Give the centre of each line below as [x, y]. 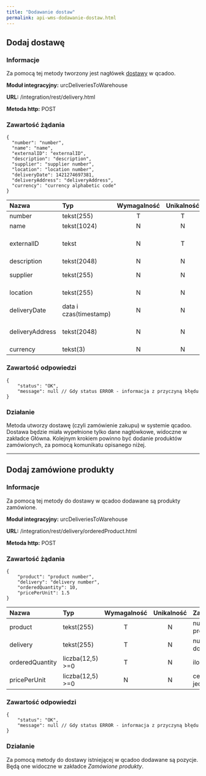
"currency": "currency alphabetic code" [64, 186]
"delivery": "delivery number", [59, 582]
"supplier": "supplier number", [53, 164]
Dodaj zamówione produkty [60, 470]
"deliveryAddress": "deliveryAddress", [63, 181]
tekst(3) [74, 349]
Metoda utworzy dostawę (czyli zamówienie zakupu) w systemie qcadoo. [99, 425]
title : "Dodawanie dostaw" [41, 12]
